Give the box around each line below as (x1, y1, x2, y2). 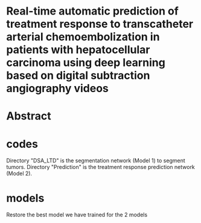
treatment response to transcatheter (6, 17, 194, 31)
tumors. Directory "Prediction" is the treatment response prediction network (6, 164, 195, 171)
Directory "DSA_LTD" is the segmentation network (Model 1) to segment (6, 157, 185, 164)
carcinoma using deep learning (6, 56, 166, 70)
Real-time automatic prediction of (6, 4, 179, 18)
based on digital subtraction (6, 68, 150, 82)
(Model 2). (6, 170, 32, 177)
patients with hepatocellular (6, 43, 150, 57)
